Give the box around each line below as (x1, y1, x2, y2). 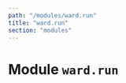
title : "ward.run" (8, 19, 69, 27)
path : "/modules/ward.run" (8, 11, 97, 20)
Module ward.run (8, 60, 119, 78)
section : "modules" (8, 26, 72, 34)
